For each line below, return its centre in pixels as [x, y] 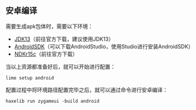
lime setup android [30, 78]
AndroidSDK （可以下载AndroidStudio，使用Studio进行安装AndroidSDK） [104, 46]
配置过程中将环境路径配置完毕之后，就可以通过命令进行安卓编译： [87, 90]
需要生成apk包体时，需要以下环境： [50, 26]
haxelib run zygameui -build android [53, 101]
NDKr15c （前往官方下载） [46, 54]
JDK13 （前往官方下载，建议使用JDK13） [64, 39]
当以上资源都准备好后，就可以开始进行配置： [61, 66]
